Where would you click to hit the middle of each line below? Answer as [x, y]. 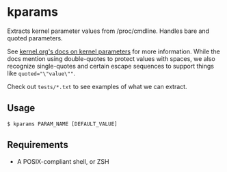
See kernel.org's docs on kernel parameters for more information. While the [113, 51]
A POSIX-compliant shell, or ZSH [63, 161]
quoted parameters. [35, 38]
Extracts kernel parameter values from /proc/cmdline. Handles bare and [108, 31]
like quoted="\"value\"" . [41, 73]
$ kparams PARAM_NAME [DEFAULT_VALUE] [62, 124]
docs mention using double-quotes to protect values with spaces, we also [111, 58]
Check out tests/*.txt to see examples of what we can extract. [97, 86]
